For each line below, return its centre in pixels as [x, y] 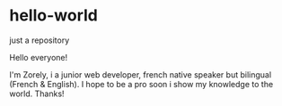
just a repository [40, 40]
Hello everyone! [39, 57]
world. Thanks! [37, 94]
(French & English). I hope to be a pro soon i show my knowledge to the [141, 84]
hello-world [54, 16]
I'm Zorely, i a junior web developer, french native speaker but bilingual [141, 74]
